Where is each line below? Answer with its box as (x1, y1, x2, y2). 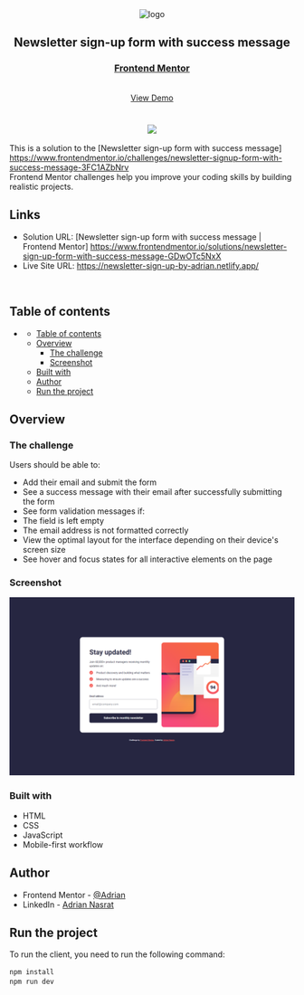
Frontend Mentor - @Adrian (22, 889, 126, 900)
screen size (22, 545, 66, 555)
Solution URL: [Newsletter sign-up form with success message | (22, 231, 262, 242)
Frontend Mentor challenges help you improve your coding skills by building (9, 171, 292, 182)
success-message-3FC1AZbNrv (9, 162, 129, 173)
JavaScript (22, 829, 63, 840)
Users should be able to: (9, 460, 101, 470)
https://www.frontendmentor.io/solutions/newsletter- (90, 241, 288, 251)
